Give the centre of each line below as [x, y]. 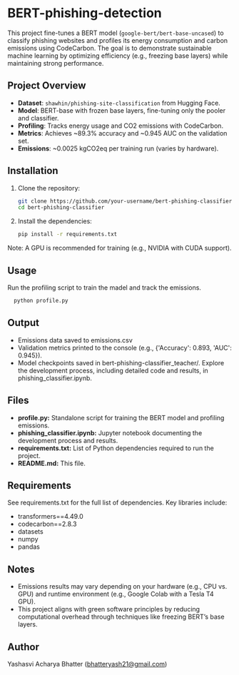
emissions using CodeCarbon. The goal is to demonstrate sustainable [110, 48]
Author [23, 647]
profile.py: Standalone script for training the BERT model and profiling [121, 417]
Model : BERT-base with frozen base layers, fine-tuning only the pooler [122, 110]
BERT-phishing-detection [85, 13]
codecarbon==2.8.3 [47, 524]
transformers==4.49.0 [50, 517]
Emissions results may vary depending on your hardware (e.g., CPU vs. [122, 587]
